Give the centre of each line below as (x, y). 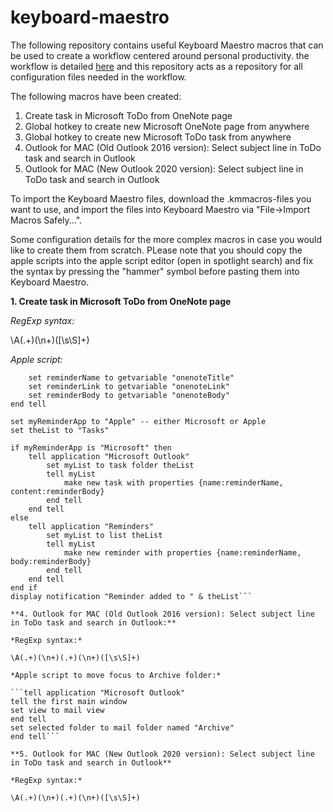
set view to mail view (57, 710)
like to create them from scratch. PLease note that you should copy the (156, 250)
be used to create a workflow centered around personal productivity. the (160, 55)
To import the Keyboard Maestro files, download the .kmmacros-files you (161, 198)
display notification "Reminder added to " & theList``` (131, 596)
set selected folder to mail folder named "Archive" (122, 727)
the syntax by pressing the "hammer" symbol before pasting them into (155, 271)
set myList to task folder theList (120, 465)
